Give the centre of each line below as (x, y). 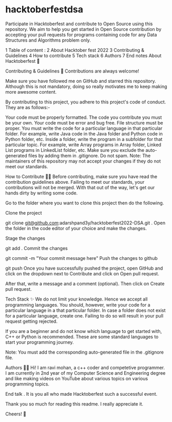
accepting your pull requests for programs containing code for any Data (81, 34)
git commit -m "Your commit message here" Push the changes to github (81, 258)
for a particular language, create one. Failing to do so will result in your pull (84, 315)
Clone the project (24, 213)
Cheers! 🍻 (16, 414)
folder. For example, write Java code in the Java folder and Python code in (84, 134)
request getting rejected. (32, 321)
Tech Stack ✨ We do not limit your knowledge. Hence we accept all (77, 299)
